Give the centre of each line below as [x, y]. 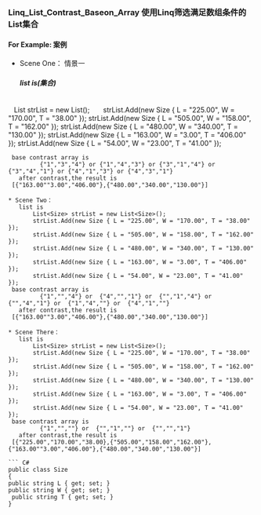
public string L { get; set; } [59, 484]
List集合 [24, 24]
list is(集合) [38, 82]
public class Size [38, 470]
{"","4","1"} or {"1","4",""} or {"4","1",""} [89, 304]
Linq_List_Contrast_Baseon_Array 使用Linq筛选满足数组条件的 [127, 12]
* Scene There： [34, 332]
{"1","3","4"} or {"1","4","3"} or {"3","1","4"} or [127, 165]
